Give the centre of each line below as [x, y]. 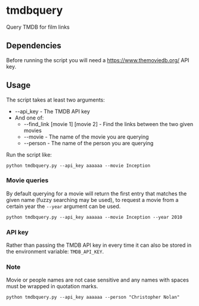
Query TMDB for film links [38, 27]
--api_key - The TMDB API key [52, 111]
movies [32, 130]
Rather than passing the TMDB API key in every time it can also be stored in [99, 245]
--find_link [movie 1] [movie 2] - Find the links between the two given [108, 124]
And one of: [29, 118]
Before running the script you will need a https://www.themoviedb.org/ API [98, 60]
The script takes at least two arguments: [56, 100]
